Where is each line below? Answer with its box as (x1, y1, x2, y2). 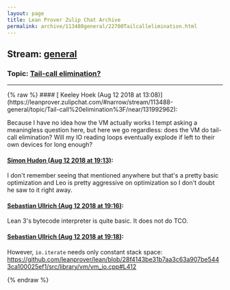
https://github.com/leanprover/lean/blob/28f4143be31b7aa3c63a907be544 (7, 255, 220, 263)
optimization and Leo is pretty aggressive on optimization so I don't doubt (7, 179, 215, 187)
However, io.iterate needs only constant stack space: (7, 247, 163, 256)
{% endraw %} (7, 276, 49, 284)
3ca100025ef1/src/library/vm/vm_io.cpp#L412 (7, 262, 137, 271)
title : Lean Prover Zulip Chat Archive (7, 16, 121, 23)
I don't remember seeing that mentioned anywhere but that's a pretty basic (7, 171, 219, 180)
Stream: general (7, 48, 77, 60)
